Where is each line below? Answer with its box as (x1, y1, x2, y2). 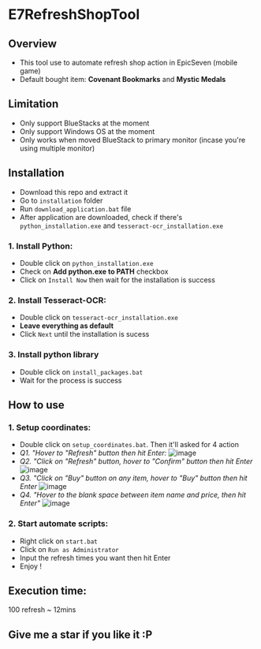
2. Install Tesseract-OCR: (8, 294, 106, 305)
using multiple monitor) (19, 144, 95, 153)
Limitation (8, 97, 59, 111)
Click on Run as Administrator (19, 544, 120, 554)
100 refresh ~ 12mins (8, 605, 76, 614)
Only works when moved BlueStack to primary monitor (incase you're (19, 135, 246, 144)
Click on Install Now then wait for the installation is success (19, 274, 215, 285)
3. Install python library (8, 349, 99, 360)
